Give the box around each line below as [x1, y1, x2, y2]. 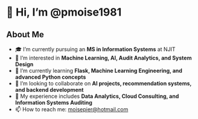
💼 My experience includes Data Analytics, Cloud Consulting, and [14, 93, 179, 100]
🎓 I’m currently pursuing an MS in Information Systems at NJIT [14, 46, 176, 53]
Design [14, 61, 34, 68]
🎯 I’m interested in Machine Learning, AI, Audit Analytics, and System [14, 54, 192, 61]
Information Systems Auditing [14, 99, 92, 106]
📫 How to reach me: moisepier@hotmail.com [14, 106, 129, 113]
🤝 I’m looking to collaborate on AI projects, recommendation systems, [14, 80, 192, 87]
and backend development [14, 87, 84, 93]
